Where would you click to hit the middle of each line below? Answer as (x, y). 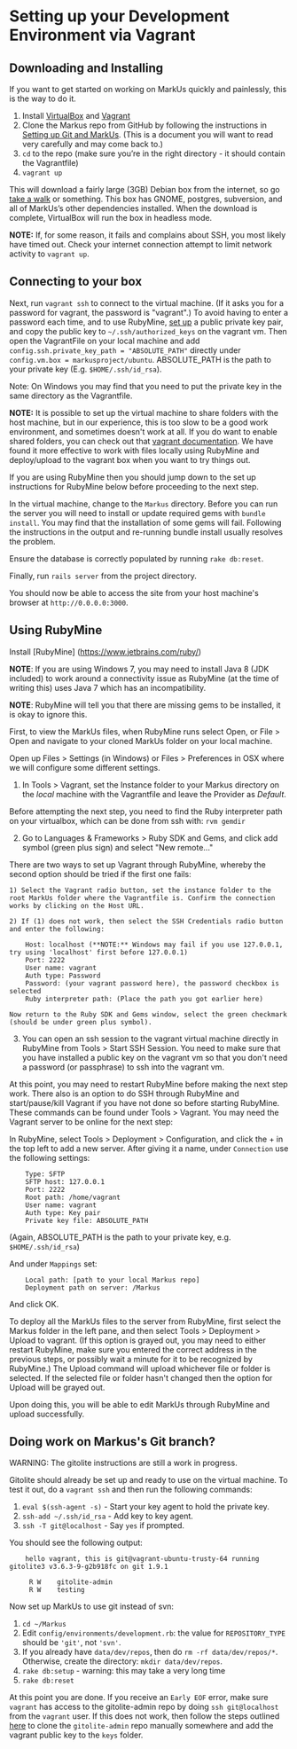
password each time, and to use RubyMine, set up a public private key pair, (146, 322)
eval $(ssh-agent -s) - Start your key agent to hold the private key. (146, 1507)
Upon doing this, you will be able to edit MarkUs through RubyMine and (140, 1404)
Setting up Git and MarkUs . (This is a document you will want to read (148, 134)
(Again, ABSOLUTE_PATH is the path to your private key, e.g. (120, 1237)
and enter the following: (57, 929)
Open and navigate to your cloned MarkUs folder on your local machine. (141, 741)
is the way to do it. (43, 98)
